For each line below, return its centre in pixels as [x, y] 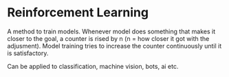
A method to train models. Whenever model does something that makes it [111, 31]
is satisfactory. [28, 53]
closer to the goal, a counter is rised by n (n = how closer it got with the [108, 38]
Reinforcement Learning [78, 13]
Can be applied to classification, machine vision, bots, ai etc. [93, 66]
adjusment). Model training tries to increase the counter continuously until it [115, 46]
